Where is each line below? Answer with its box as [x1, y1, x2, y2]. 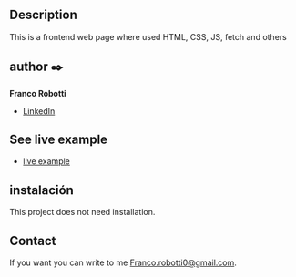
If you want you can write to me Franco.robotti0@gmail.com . [9, 257, 237, 268]
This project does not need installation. [9, 207, 156, 218]
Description [9, 7, 77, 23]
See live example [9, 132, 107, 148]
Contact [9, 232, 56, 249]
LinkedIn [22, 105, 56, 117]
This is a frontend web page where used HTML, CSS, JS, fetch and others [9, 31, 287, 42]
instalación [9, 182, 75, 198]
